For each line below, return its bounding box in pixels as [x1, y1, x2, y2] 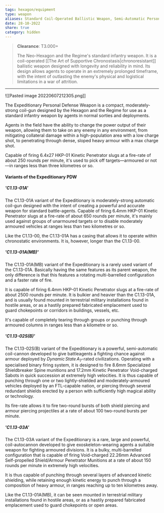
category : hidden [5, 30, 41, 35]
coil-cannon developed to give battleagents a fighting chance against [5, 350, 145, 357]
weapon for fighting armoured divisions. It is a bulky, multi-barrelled [5, 447, 142, 453]
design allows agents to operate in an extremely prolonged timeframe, [17, 68, 159, 74]
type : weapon [5, 12, 32, 17]
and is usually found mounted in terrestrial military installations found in [5, 297, 149, 303]
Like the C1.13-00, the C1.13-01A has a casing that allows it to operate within [5, 233, 157, 238]
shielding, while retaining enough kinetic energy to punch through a [5, 477, 141, 483]
